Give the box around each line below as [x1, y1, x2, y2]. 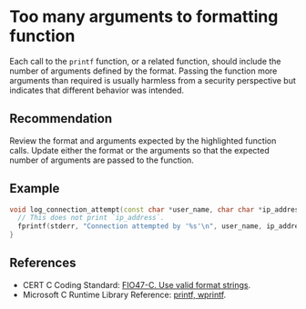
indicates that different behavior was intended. [9, 85, 185, 95]
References [9, 255, 76, 271]
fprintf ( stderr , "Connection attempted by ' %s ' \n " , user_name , [17, 222, 262, 231]
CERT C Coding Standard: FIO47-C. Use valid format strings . [22, 279, 251, 290]
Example [9, 181, 60, 196]
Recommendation [9, 111, 112, 126]
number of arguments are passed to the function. [9, 154, 194, 165]
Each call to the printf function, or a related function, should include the [9, 55, 281, 66]
